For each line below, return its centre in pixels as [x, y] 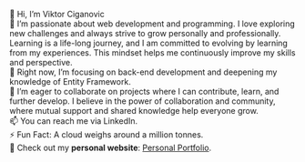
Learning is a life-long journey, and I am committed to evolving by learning [149, 43]
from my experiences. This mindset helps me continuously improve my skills [152, 53]
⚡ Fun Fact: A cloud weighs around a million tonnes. [107, 135]
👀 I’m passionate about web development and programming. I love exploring [152, 24]
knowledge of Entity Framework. [71, 81]
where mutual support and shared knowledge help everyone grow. [134, 111]
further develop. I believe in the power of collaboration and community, [142, 101]
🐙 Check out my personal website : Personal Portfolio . [111, 147]
